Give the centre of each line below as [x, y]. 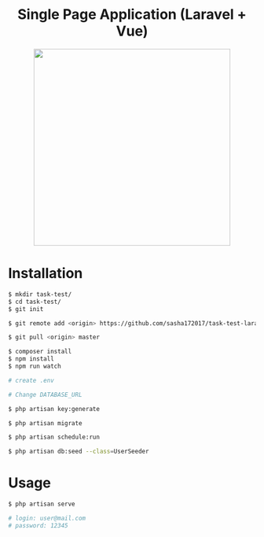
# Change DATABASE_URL [45, 394]
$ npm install [31, 359]
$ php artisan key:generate [54, 409]
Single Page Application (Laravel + [132, 15]
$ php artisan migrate [45, 423]
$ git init [26, 309]
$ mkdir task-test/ [40, 294]
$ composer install [40, 352]
